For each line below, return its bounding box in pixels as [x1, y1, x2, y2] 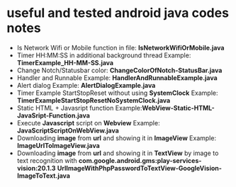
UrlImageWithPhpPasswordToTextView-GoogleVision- [57, 164, 223, 172]
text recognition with [16, 156, 77, 164]
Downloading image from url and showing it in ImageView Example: [16, 133, 217, 142]
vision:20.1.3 [16, 164, 56, 172]
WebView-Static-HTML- [142, 103, 215, 112]
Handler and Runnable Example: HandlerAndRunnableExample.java [16, 73, 218, 82]
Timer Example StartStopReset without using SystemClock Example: [16, 89, 218, 97]
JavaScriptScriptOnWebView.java [16, 126, 120, 135]
